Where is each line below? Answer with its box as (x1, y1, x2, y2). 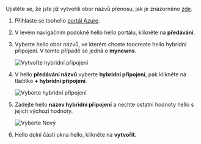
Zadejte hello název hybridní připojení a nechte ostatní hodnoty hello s (14, 101, 194, 108)
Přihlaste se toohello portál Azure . (14, 17, 100, 24)
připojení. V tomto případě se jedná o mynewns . (14, 47, 137, 54)
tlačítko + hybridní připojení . (14, 77, 87, 84)
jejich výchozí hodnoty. (14, 107, 73, 115)
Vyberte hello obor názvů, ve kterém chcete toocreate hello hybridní (14, 41, 187, 48)
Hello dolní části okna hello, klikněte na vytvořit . (14, 131, 137, 138)
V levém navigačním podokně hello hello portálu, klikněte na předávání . (14, 29, 196, 36)
